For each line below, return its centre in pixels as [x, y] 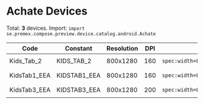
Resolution [122, 48]
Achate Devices [47, 11]
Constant [79, 48]
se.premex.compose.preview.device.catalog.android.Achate [81, 34]
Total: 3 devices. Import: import [46, 28]
